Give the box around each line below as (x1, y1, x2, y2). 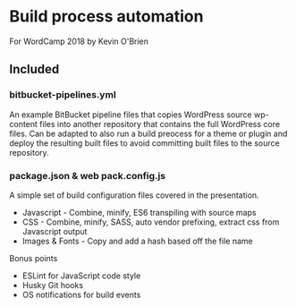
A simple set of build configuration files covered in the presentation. (9, 190, 259, 200)
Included (9, 62, 60, 77)
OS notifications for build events (21, 289, 141, 300)
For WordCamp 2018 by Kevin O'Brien (9, 36, 149, 47)
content (9, 118, 38, 129)
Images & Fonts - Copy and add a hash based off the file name (21, 235, 253, 246)
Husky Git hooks (21, 279, 83, 290)
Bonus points (9, 252, 58, 263)
